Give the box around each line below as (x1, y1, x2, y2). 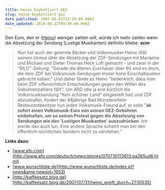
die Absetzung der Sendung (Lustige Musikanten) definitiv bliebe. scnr (5, 40, 150, 46)
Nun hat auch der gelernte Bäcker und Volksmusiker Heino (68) (17, 50, 147, 56)
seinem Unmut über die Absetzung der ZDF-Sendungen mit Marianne (17, 55, 160, 61)
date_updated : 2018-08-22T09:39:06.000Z (5, 21, 90, 26)
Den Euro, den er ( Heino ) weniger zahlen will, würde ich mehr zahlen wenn (5, 35, 158, 41)
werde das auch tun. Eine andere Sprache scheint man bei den (17, 124, 146, 129)
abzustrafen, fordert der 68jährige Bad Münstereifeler (17, 97, 127, 103)
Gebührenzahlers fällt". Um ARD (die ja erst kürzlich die (17, 86, 130, 92)
